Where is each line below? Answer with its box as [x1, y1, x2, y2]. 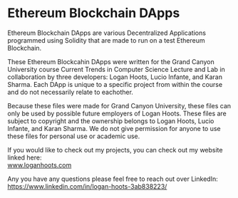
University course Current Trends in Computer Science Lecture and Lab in [7, 65, 226, 73]
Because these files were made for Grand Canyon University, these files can [7, 101, 232, 110]
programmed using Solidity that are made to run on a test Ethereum [7, 36, 205, 44]
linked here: [7, 153, 42, 162]
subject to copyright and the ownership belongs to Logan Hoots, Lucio [7, 116, 214, 125]
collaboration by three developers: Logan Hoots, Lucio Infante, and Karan [7, 73, 223, 81]
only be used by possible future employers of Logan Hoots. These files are [7, 109, 227, 118]
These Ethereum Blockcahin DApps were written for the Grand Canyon [7, 57, 215, 66]
